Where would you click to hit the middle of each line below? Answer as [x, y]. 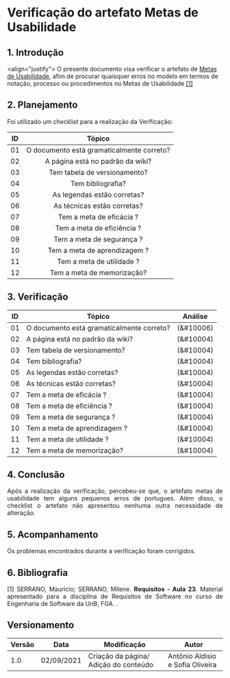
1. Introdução [35, 52]
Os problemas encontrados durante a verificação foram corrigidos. [102, 551]
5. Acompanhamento [53, 534]
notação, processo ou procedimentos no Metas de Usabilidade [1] [100, 83]
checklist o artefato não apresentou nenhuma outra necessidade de [115, 506]
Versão [23, 644]
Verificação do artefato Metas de [103, 13]
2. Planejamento [42, 105]
